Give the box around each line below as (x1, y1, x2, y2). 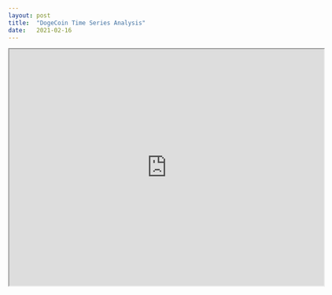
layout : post (8, 11, 51, 20)
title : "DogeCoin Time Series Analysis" (8, 19, 146, 27)
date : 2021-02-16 (8, 26, 72, 34)
